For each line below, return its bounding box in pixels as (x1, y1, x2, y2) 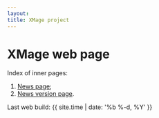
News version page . (17, 90, 75, 98)
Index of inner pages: (7, 69, 68, 77)
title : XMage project (7, 17, 70, 23)
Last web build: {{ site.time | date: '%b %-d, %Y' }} (7, 103, 153, 111)
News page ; (17, 82, 52, 90)
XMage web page (7, 46, 110, 62)
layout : (7, 10, 30, 17)
